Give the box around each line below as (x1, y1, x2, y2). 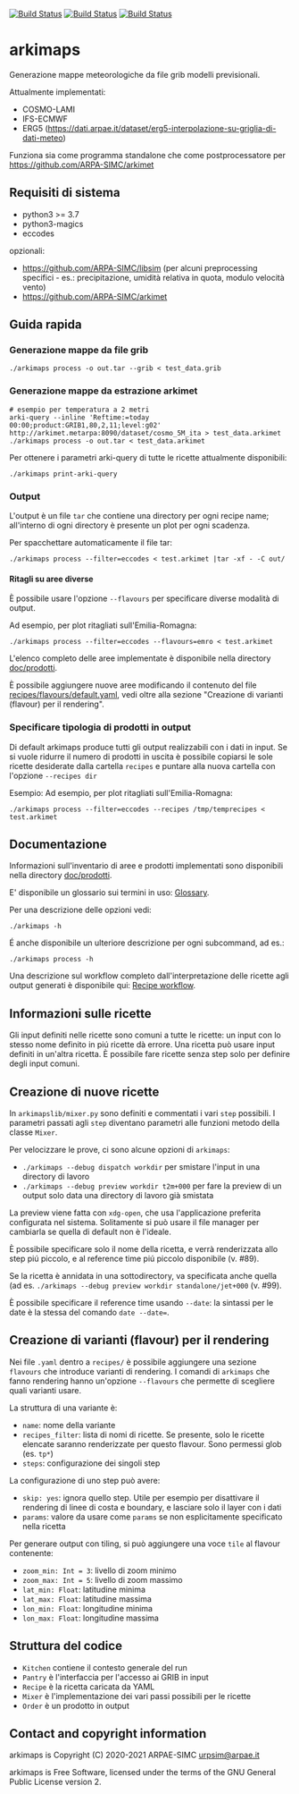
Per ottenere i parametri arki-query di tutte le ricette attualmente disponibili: (9, 452, 287, 462)
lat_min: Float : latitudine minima (21, 1584, 145, 1595)
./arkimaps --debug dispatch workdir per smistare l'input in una (21, 1161, 261, 1172)
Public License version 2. (9, 1776, 102, 1788)
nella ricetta (21, 1520, 66, 1531)
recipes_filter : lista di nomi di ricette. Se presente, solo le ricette (21, 1429, 265, 1440)
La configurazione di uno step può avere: (9, 1475, 161, 1485)
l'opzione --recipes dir (9, 770, 98, 781)
